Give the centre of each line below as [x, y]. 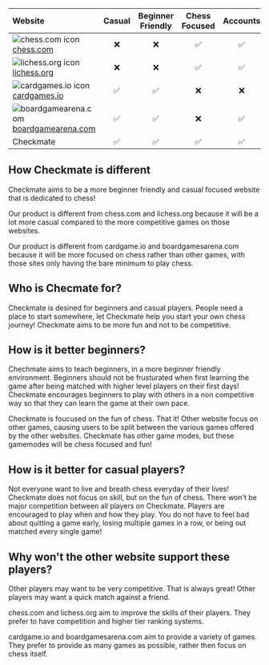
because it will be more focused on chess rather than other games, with [127, 254]
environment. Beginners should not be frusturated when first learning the [129, 378]
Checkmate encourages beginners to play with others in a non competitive [131, 395]
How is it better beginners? [77, 350]
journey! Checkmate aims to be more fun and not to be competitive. [120, 325]
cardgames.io [38, 95]
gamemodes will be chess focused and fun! [80, 444]
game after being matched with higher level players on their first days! [124, 386]
